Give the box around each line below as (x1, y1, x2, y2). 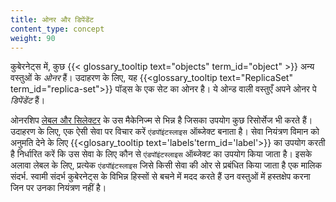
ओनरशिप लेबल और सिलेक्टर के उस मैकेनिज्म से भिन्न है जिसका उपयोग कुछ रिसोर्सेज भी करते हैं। (10, 114, 313, 126)
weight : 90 (10, 33, 56, 43)
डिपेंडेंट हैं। (10, 94, 46, 106)
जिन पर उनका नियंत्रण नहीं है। (10, 182, 107, 194)
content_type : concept (10, 24, 105, 34)
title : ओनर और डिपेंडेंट (10, 14, 94, 25)
